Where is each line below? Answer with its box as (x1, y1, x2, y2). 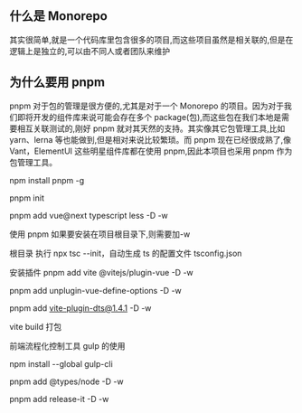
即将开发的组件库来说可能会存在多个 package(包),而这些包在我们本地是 (16, 111, 282, 122)
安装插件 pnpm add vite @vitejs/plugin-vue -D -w (9, 267, 194, 277)
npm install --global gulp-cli (9, 358, 113, 369)
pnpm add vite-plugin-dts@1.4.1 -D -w (9, 302, 152, 314)
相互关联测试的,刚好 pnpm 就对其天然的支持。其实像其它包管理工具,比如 (16, 123, 286, 134)
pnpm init (9, 192, 45, 203)
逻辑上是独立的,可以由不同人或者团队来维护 (9, 45, 171, 56)
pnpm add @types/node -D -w (9, 376, 124, 387)
